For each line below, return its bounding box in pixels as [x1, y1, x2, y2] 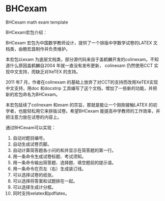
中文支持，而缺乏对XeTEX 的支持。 [9, 68, 81, 74]
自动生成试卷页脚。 [12, 141, 52, 147]
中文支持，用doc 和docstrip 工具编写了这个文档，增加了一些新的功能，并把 [5, 85, 158, 91]
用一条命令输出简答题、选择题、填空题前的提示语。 [12, 159, 116, 165]
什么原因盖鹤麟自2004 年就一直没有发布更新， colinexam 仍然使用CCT [9, 62, 153, 68]
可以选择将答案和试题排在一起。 [12, 178, 78, 184]
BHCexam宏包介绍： [5, 29, 48, 35]
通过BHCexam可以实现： [5, 124, 56, 130]
